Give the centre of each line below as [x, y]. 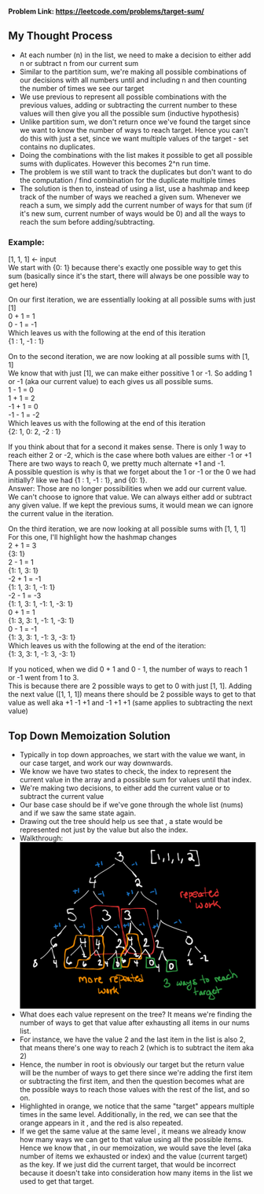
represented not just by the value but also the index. [104, 830]
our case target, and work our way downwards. [96, 763]
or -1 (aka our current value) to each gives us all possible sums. [111, 382]
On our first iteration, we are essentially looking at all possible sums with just [132, 300]
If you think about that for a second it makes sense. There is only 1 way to [127, 447]
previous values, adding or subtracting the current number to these [128, 104]
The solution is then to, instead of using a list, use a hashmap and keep [134, 189]
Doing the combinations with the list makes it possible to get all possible [136, 155]
